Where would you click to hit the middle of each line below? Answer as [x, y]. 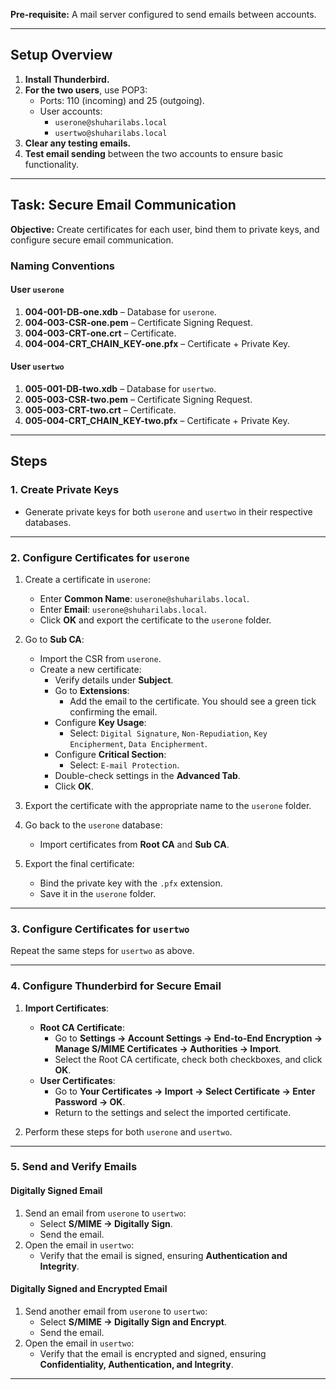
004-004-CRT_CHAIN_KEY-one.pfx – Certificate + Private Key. [157, 343]
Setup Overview [61, 55]
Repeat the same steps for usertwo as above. [102, 951]
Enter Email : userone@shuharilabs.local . [123, 609]
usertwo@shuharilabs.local [111, 133]
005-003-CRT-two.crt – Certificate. [100, 410]
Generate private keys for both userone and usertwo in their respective [168, 511]
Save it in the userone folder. [98, 893]
